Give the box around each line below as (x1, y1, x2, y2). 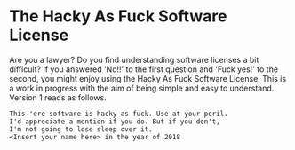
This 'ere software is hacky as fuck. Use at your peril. (9, 109, 228, 118)
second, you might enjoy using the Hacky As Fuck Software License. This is (9, 73, 287, 83)
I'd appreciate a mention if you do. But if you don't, (9, 117, 220, 126)
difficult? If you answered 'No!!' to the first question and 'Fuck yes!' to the (9, 64, 278, 75)
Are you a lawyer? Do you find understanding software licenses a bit (9, 54, 259, 65)
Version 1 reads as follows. (9, 91, 107, 103)
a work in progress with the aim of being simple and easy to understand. (9, 83, 275, 93)
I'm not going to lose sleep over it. (9, 124, 153, 134)
